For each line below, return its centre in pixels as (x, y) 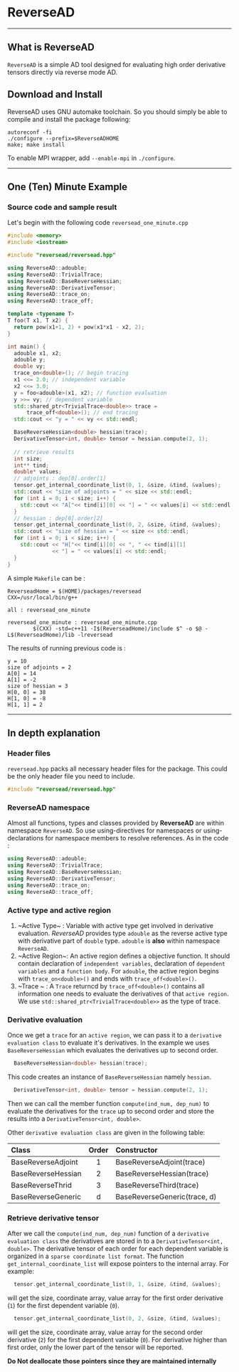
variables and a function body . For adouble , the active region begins (118, 971)
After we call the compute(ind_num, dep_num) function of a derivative (108, 1234)
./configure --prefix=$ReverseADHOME (63, 138)
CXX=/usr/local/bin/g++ (43, 597)
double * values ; (38, 472)
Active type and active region (59, 910)
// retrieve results (44, 452)
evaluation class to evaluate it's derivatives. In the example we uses (108, 1043)
